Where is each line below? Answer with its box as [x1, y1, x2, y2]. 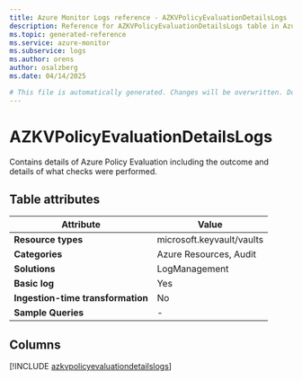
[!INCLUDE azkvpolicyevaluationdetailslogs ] [9, 361, 173, 372]
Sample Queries [13, 306, 84, 319]
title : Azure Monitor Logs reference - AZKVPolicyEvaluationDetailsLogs [9, 13, 288, 22]
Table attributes [9, 191, 101, 207]
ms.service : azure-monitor [9, 38, 111, 48]
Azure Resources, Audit [156, 248, 256, 261]
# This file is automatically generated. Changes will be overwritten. [9, 87, 283, 97]
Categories [13, 248, 63, 261]
